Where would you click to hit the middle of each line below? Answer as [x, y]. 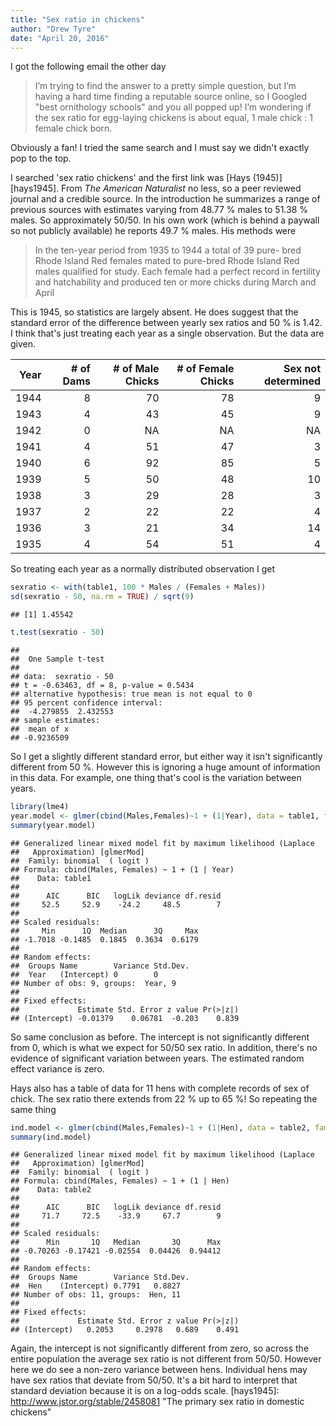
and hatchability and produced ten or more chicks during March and [175, 282]
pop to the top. [41, 158]
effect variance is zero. [57, 1068]
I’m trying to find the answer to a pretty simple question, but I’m [165, 86]
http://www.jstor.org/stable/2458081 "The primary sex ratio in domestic [157, 1402]
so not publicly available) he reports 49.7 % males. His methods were [153, 231]
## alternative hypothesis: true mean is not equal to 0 [131, 694]
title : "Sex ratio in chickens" [77, 19]
